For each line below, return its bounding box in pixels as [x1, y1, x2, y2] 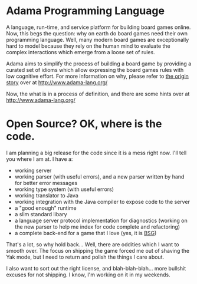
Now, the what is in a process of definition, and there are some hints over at [6, 90, 190, 97]
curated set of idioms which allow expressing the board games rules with [6, 66, 184, 73]
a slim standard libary [14, 210, 67, 217]
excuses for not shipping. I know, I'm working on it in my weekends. [6, 271, 170, 278]
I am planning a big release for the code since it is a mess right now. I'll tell [6, 149, 187, 156]
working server [14, 167, 52, 174]
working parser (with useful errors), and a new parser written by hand [14, 173, 185, 180]
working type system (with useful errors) [14, 186, 114, 193]
